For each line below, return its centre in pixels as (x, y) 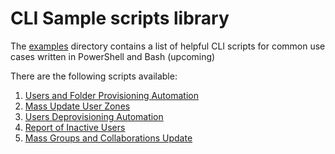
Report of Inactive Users (75, 127)
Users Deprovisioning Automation (94, 116)
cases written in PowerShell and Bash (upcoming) (113, 56)
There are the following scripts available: (94, 76)
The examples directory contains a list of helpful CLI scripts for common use (168, 46)
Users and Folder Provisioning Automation (111, 95)
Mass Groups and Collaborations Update (108, 138)
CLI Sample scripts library (120, 18)
